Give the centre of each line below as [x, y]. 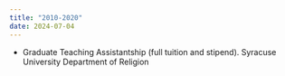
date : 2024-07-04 [42, 26]
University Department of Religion [85, 62]
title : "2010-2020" [46, 18]
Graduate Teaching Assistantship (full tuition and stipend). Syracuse [149, 52]
